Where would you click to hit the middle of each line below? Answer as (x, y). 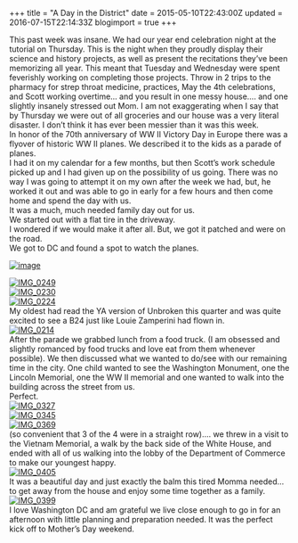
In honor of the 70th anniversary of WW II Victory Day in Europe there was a (149, 134)
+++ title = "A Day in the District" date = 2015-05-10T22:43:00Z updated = (146, 13)
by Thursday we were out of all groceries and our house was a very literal (144, 115)
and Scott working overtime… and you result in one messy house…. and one (149, 96)
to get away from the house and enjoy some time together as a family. (137, 491)
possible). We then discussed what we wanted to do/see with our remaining (148, 358)
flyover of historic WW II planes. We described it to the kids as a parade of (145, 144)
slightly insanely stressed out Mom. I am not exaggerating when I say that (144, 106)
